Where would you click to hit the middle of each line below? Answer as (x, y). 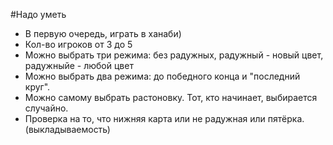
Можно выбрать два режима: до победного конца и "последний (162, 76)
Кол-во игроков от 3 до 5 (78, 44)
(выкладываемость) (67, 129)
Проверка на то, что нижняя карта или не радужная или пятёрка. (164, 118)
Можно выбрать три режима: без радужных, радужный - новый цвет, (174, 55)
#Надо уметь (38, 14)
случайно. (46, 108)
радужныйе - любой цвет (79, 65)
